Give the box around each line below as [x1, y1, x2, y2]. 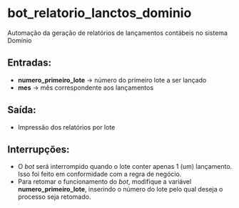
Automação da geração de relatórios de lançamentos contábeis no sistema [7, 28, 228, 37]
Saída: [7, 104, 37, 116]
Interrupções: [7, 143, 70, 155]
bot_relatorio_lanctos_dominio [7, 5, 192, 21]
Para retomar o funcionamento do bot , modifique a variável [17, 177, 192, 186]
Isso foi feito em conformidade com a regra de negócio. [17, 170, 182, 179]
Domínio [7, 36, 32, 44]
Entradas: [7, 57, 52, 69]
